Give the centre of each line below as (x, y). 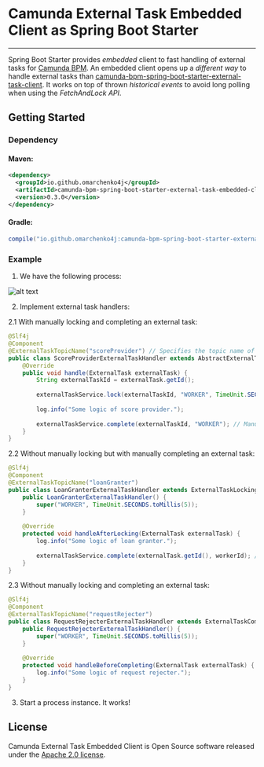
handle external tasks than (51, 76)
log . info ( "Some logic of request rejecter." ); (114, 673)
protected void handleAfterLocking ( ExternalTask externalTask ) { (132, 534)
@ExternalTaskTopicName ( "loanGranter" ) (73, 483)
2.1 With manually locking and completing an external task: (103, 322)
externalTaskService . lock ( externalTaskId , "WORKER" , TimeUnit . (142, 395)
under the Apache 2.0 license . (57, 754)
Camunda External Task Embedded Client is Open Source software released (131, 746)
